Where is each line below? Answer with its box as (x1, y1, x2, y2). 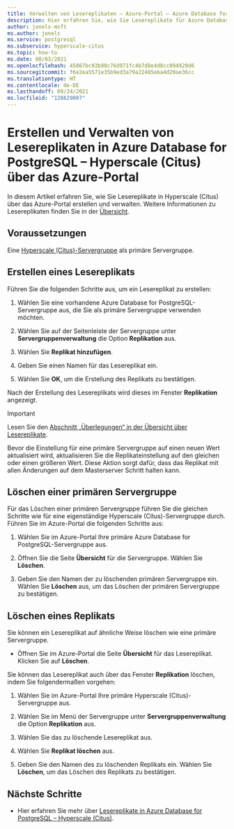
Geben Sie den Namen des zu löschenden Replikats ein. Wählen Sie (17, 761, 212, 769)
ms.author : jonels (7, 29, 61, 37)
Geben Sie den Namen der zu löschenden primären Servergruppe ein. (17, 575, 219, 583)
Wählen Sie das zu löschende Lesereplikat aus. (17, 733, 153, 742)
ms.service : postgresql (7, 36, 77, 43)
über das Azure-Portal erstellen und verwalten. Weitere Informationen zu (7, 200, 216, 208)
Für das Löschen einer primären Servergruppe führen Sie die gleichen (7, 504, 208, 513)
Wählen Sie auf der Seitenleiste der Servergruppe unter (17, 326, 176, 335)
